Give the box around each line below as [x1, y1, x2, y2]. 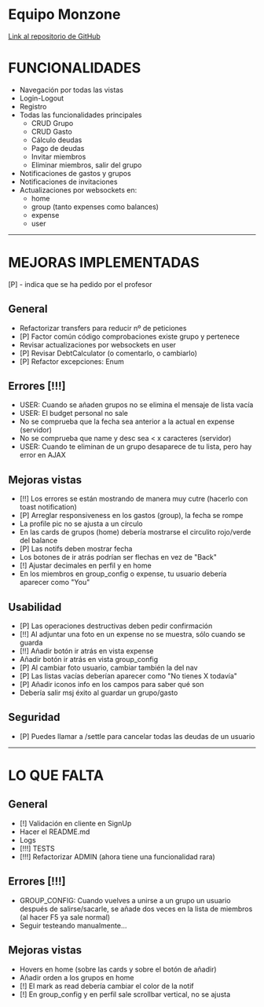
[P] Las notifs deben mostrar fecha [19, 544, 133, 553]
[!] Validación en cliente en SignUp [19, 818, 132, 828]
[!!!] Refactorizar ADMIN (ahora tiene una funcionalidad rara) [19, 851, 216, 862]
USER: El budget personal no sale [19, 409, 128, 418]
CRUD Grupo [31, 118, 74, 127]
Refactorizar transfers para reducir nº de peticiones [19, 323, 187, 333]
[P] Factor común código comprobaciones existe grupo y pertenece [19, 332, 240, 341]
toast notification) [19, 502, 77, 512]
